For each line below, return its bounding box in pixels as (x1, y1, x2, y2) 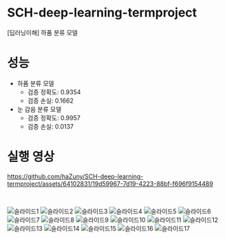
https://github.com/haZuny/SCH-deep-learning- (7, 172, 144, 180)
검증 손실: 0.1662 (27, 96, 74, 105)
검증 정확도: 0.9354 (27, 87, 81, 96)
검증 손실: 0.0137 (27, 122, 74, 130)
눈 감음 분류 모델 (17, 105, 62, 113)
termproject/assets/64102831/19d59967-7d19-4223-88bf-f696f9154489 (7, 179, 213, 187)
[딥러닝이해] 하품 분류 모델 (7, 28, 78, 37)
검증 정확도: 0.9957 (27, 114, 81, 122)
